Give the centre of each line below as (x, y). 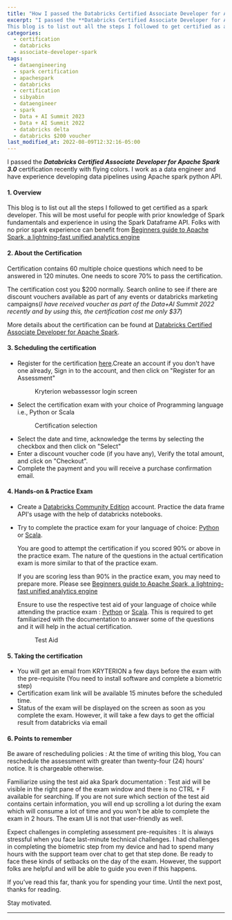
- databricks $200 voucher (52, 136)
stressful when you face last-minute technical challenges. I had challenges (113, 839)
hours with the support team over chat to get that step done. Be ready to (110, 854)
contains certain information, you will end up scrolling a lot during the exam (114, 804)
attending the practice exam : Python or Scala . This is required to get (115, 611)
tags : (15, 59)
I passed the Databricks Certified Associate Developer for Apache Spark (114, 162)
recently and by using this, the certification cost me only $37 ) (95, 311)
